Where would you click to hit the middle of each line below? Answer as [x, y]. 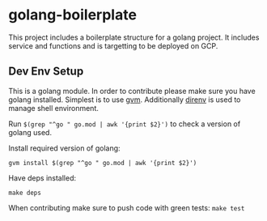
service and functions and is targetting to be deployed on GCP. [113, 45]
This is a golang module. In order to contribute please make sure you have [132, 91]
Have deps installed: [42, 178]
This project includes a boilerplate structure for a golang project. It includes [134, 37]
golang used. [30, 132]
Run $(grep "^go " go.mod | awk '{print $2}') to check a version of [125, 124]
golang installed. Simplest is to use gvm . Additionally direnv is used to [125, 100]
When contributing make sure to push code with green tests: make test [127, 207]
